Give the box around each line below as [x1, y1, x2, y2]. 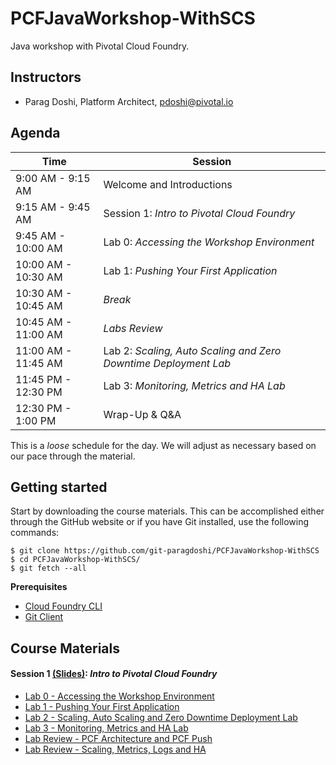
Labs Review [103, 321, 163, 335]
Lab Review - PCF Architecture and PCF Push [24, 732, 213, 744]
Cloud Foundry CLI [24, 600, 103, 612]
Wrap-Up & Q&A [103, 407, 182, 421]
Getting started [10, 478, 108, 496]
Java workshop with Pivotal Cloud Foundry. [10, 40, 190, 52]
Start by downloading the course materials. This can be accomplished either [10, 505, 325, 517]
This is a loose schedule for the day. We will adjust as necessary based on [10, 439, 317, 451]
